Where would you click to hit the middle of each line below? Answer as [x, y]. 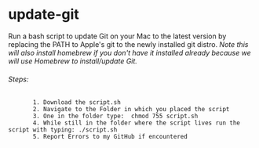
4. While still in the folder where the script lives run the [137, 123]
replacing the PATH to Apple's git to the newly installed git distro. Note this [128, 44]
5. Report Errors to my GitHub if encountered [110, 137]
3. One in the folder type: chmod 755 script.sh [115, 116]
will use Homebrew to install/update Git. [73, 61]
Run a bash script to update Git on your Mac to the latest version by [117, 36]
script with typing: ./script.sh [63, 130]
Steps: [18, 79]
